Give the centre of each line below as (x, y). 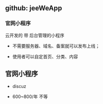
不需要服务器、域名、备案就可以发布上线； (56, 46)
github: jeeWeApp (34, 8)
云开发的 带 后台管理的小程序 (35, 35)
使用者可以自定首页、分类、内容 (45, 56)
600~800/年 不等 (30, 96)
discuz (19, 86)
